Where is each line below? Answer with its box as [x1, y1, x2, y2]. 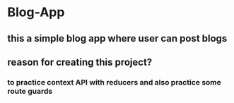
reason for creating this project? [7, 56, 153, 68]
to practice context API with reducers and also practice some [7, 77, 221, 87]
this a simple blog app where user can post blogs [7, 32, 228, 44]
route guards [7, 86, 53, 96]
